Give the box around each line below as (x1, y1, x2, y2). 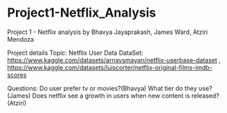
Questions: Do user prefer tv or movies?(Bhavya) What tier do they (7, 84, 197, 92)
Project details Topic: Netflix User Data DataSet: (7, 49, 144, 57)
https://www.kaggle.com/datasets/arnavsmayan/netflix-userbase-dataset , (7, 55, 221, 64)
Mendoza (7, 35, 35, 43)
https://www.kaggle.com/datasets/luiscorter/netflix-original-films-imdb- (7, 63, 212, 71)
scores (7, 71, 27, 79)
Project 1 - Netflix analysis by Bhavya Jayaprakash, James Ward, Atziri (7, 28, 208, 36)
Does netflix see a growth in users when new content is (32, 92, 190, 100)
